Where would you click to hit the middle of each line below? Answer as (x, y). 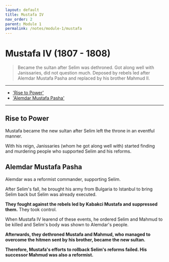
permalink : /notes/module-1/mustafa (44, 29)
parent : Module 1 (23, 24)
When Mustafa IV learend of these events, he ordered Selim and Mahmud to (84, 219)
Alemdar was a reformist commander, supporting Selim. (63, 179)
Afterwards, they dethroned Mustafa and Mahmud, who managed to (78, 234)
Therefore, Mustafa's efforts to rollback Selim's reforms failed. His (76, 249)
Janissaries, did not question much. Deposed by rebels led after (84, 73)
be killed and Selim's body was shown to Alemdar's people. (67, 224)
